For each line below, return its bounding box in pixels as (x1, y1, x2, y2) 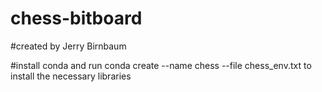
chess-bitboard (10, 7, 143, 30)
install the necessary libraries (10, 70, 132, 82)
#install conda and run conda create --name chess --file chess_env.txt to (10, 59, 312, 71)
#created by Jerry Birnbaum (10, 40, 127, 52)
